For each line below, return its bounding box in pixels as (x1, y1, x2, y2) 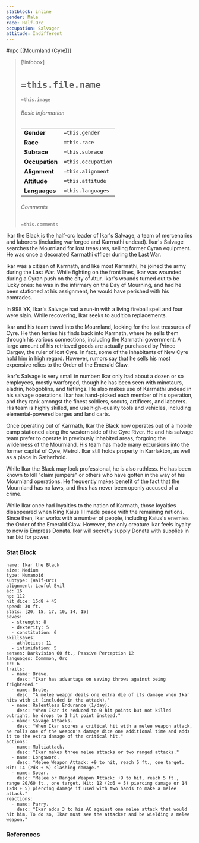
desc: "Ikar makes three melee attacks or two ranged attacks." (17, 749, 179, 755)
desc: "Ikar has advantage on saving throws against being (17, 676, 166, 682)
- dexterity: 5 (11, 624, 49, 630)
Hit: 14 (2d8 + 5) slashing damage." (6, 765, 100, 771)
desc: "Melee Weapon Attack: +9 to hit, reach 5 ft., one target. (17, 759, 185, 765)
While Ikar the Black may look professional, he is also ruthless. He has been (6, 465, 191, 472)
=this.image (20, 97, 50, 103)
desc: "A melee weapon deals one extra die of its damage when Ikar (17, 692, 190, 698)
